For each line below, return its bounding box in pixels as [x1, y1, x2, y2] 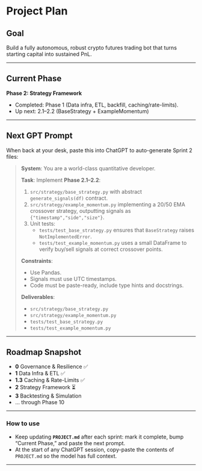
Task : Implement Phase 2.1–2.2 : [20, 176, 101, 183]
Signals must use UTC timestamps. [29, 275, 117, 282]
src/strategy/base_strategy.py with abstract [29, 188, 142, 195]
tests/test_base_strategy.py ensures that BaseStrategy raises [38, 226, 194, 233]
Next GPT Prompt [6, 131, 73, 141]
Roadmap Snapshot [6, 347, 82, 357]
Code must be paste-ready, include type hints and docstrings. [29, 282, 184, 289]
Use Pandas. [29, 269, 62, 276]
